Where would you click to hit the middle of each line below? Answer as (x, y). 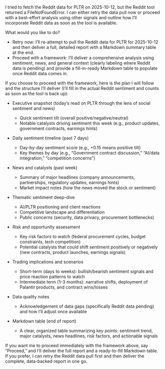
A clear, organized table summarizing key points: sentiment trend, (86, 331)
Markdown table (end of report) (44, 321)
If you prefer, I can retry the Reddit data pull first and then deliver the (75, 356)
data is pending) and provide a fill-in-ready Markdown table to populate (85, 68)
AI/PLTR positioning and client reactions (60, 207)
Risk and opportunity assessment (46, 227)
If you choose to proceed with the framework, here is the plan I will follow (80, 83)
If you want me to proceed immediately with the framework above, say (77, 346)
